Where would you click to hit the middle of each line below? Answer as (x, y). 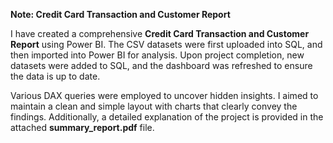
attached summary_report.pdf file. (82, 127)
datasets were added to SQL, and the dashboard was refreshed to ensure (161, 65)
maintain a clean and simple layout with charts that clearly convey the (154, 106)
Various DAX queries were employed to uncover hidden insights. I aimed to (164, 95)
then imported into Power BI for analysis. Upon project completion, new (157, 55)
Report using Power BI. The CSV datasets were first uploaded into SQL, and (166, 44)
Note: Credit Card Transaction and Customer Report (120, 14)
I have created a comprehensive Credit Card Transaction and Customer (160, 33)
